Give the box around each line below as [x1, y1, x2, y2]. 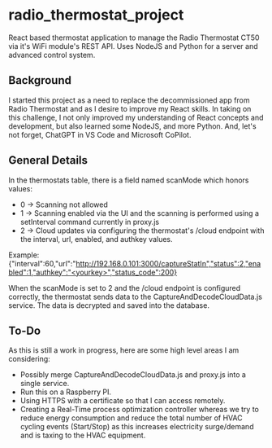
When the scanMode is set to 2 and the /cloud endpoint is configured [8, 283, 241, 292]
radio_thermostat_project [8, 6, 184, 24]
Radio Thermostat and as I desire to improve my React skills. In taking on [8, 103, 252, 113]
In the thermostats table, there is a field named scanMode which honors [8, 175, 249, 185]
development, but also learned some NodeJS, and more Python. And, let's [8, 121, 257, 131]
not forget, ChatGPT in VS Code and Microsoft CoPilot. [8, 130, 192, 139]
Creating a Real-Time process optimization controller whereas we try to [19, 405, 260, 415]
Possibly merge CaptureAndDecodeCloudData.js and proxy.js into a [19, 370, 246, 380]
